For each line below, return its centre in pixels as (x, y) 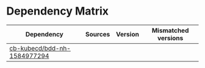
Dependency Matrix (57, 11)
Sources (98, 34)
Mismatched (170, 30)
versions (171, 38)
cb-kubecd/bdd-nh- (40, 48)
